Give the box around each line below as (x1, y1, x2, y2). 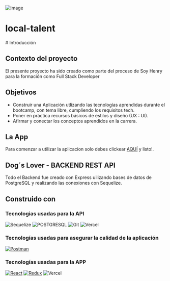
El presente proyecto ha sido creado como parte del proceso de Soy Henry (5, 68, 163, 74)
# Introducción (5, 39, 36, 45)
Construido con (5, 194, 56, 203)
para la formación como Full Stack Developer (5, 73, 100, 79)
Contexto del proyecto (5, 54, 78, 63)
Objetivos (5, 88, 37, 97)
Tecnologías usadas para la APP (5, 259, 87, 266)
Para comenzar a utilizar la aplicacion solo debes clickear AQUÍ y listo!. (5, 146, 154, 152)
